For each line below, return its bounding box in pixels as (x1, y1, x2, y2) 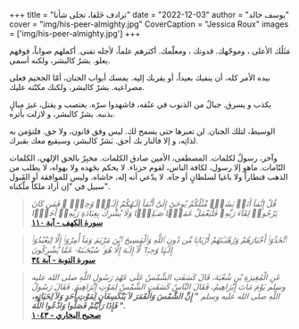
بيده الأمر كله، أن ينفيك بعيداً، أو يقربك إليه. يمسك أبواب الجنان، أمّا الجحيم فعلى (9, 72, 270, 83)
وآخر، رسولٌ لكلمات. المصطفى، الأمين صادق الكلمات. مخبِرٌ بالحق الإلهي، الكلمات (9, 152, 278, 163)
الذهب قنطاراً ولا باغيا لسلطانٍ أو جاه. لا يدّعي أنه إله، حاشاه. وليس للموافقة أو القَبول (9, 171, 288, 182)
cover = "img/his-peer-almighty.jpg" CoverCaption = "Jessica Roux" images (9, 19, 289, 29)
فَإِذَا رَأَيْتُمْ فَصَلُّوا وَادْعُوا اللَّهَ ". (30, 300, 126, 310)
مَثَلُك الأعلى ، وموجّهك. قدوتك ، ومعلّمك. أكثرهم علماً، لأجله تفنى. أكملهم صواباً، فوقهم (9, 45, 291, 56)
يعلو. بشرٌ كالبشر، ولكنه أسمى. (9, 55, 111, 65)
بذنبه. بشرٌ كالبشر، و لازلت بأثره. (9, 109, 116, 119)
